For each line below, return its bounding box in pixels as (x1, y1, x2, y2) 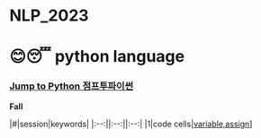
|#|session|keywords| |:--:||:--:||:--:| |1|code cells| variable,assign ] (9, 118, 253, 129)
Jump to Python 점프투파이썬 (9, 80, 133, 92)
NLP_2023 (9, 5, 89, 26)
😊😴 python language (9, 47, 185, 67)
